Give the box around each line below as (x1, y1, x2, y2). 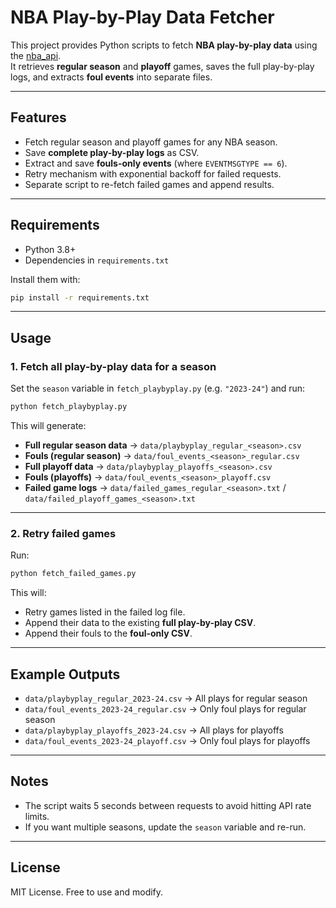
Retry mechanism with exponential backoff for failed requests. (24, 167, 282, 180)
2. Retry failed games (10, 526, 117, 540)
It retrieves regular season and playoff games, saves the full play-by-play (10, 60, 315, 72)
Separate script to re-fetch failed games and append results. (24, 178, 275, 190)
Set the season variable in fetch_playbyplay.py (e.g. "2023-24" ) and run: (10, 382, 306, 395)
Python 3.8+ (24, 243, 77, 255)
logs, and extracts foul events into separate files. (10, 71, 213, 83)
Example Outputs (10, 666, 121, 683)
